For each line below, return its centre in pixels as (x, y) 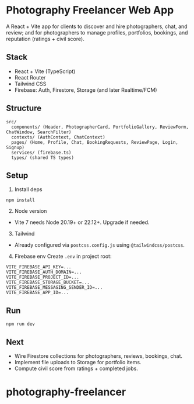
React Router (30, 77)
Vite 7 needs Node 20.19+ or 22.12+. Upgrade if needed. (82, 222)
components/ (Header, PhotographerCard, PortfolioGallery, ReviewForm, (100, 127)
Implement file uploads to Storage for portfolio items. (78, 362)
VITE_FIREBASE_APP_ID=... (37, 293)
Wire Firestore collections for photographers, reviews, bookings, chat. (98, 356)
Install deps (28, 189)
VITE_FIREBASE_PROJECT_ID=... (43, 277)
